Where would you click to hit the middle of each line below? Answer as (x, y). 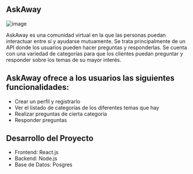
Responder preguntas (41, 120)
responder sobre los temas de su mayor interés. (64, 60)
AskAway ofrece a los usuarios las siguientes (90, 78)
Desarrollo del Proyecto (50, 139)
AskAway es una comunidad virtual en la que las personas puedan (86, 35)
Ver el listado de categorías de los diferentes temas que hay (87, 107)
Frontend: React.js (37, 152)
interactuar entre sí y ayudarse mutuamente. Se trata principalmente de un (96, 41)
